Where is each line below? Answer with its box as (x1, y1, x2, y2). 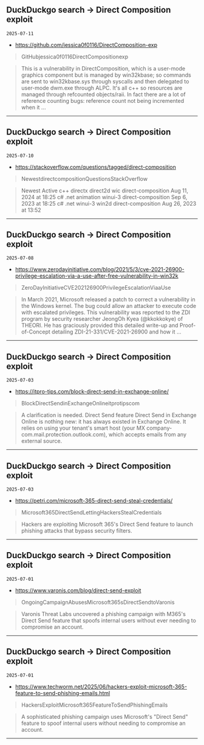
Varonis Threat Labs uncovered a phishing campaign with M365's (21, 610, 186, 617)
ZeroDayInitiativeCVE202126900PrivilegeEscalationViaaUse (21, 284, 171, 292)
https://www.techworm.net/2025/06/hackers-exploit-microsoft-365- (15, 683, 187, 690)
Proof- (179, 322, 196, 329)
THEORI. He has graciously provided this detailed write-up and (21, 322, 178, 329)
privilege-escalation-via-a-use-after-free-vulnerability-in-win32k (15, 272, 179, 279)
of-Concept (21, 328, 50, 335)
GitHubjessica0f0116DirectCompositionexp (21, 53, 129, 60)
